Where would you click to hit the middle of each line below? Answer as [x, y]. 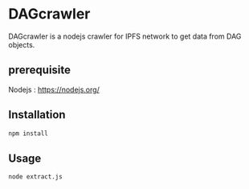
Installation [37, 115]
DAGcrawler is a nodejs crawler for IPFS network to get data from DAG [125, 36]
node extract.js [35, 177]
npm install [28, 134]
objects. [22, 44]
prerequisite [39, 70]
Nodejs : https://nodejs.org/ [54, 89]
